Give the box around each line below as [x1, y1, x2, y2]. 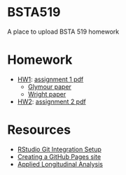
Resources [7, 122, 71, 138]
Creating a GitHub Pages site [17, 152, 101, 161]
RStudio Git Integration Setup [17, 145, 101, 153]
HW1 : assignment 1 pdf [17, 75, 84, 83]
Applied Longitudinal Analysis [17, 160, 104, 168]
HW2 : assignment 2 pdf [17, 97, 86, 106]
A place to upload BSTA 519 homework [7, 27, 120, 36]
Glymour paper [27, 82, 72, 91]
